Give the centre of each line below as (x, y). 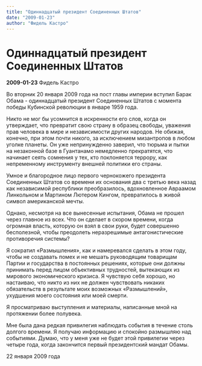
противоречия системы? (38, 239)
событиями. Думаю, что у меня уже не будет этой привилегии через (96, 338)
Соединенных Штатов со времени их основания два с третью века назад (101, 182)
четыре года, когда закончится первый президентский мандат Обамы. (98, 345)
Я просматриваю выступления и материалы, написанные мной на (92, 307)
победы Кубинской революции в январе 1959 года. (72, 107)
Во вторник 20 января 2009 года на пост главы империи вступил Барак (99, 94)
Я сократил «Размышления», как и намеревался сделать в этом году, (96, 250)
